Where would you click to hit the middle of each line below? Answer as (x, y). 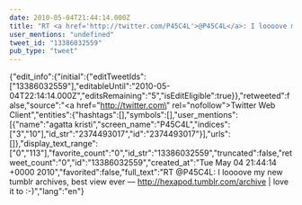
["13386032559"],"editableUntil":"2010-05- (90, 86)
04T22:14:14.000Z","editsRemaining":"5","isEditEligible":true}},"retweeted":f (150, 96)
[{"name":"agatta (41, 125)
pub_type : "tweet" (44, 51)
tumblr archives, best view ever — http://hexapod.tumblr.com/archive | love (149, 182)
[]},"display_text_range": (54, 144)
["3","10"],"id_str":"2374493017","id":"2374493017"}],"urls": (120, 134)
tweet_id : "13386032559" (56, 43)
